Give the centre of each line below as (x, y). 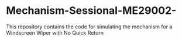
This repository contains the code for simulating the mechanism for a (89, 27)
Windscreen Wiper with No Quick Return (55, 32)
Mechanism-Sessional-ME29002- (91, 11)
